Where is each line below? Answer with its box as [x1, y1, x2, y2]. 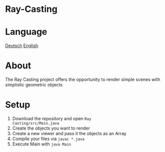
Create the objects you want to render [12, 125, 90, 131]
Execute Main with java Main [12, 141, 71, 147]
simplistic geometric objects [5, 82, 63, 88]
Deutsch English [5, 43, 39, 49]
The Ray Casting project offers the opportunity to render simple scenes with [5, 76, 161, 82]
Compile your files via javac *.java [12, 136, 85, 142]
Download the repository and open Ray [12, 116, 92, 121]
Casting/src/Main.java [12, 121, 59, 126]
